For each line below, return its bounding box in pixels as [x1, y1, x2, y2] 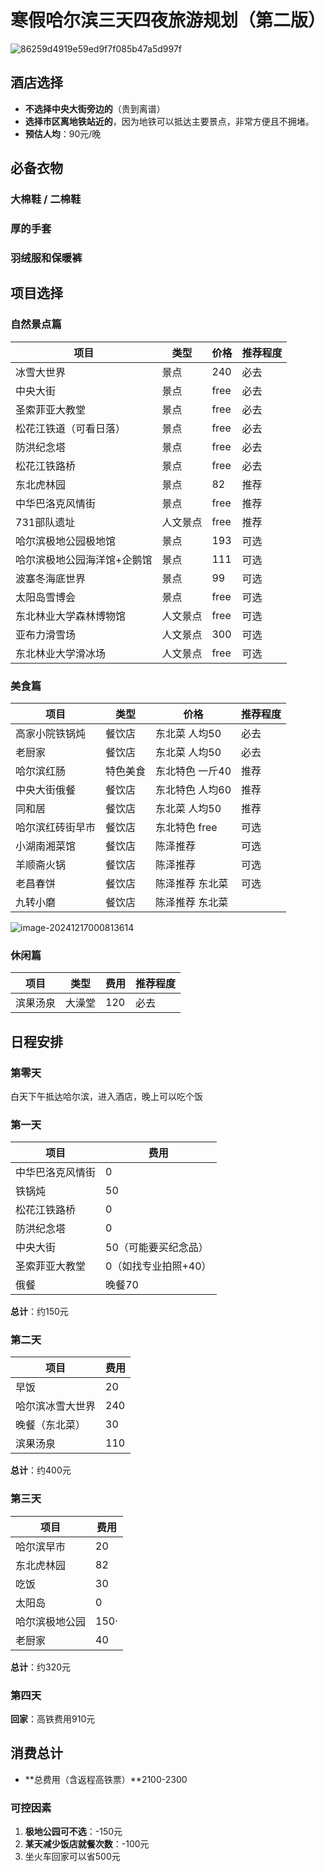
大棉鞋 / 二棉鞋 [10, 192, 82, 206]
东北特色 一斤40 [155, 764, 232, 778]
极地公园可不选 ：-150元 [24, 1826, 123, 1838]
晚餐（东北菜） [15, 1418, 87, 1432]
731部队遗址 [15, 515, 76, 529]
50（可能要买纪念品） [105, 1241, 209, 1255]
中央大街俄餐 [15, 782, 77, 796]
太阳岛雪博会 [15, 590, 77, 604]
